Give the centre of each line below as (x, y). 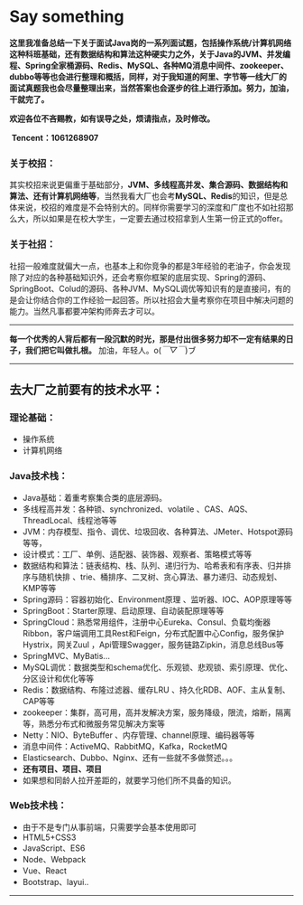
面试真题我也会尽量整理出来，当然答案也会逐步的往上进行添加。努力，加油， (151, 88)
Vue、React (45, 871)
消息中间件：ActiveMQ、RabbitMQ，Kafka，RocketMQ (125, 746)
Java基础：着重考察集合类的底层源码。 (95, 497)
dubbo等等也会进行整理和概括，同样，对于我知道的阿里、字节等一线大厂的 (148, 76)
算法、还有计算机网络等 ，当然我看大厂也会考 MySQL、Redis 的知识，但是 (145, 196)
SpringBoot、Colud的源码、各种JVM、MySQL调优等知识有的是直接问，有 (147, 288)
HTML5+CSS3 (49, 837)
